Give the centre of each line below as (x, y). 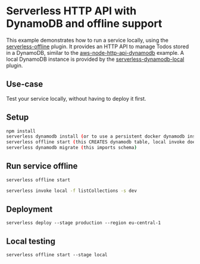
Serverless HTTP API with (71, 11)
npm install (21, 131)
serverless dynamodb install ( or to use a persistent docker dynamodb (96, 136)
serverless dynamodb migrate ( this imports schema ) (71, 148)
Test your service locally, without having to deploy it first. (76, 98)
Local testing (31, 241)
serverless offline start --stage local (57, 255)
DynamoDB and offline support (84, 24)
